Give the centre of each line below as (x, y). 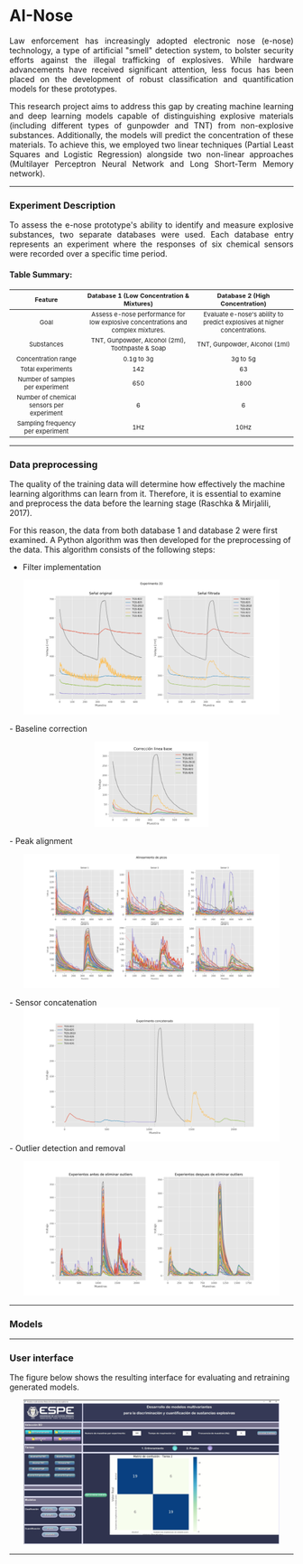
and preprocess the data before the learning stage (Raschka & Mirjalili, (140, 503)
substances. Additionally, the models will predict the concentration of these (151, 135)
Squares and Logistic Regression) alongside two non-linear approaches (151, 154)
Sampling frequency (46, 424)
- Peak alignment (41, 841)
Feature (46, 300)
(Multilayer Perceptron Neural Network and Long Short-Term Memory (151, 164)
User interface (41, 1358)
